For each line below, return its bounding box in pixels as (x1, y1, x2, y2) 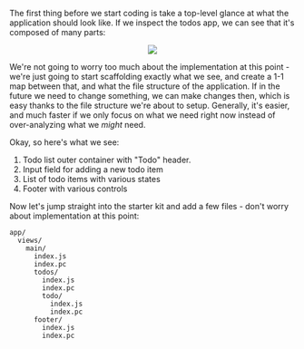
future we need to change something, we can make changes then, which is (9, 91, 290, 101)
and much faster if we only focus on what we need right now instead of (9, 110, 276, 121)
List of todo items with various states (22, 174, 161, 184)
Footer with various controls (22, 183, 128, 194)
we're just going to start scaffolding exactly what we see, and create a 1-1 (9, 72, 284, 82)
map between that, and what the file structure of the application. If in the (9, 81, 280, 92)
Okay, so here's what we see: (9, 137, 120, 148)
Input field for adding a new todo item (22, 164, 163, 175)
